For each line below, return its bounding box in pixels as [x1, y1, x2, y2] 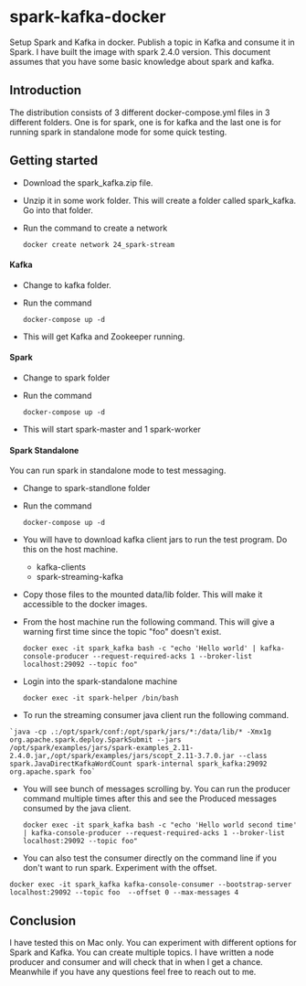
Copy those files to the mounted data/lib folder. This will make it [22, 589, 263, 600]
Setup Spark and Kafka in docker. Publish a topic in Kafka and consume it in [9, 37, 295, 48]
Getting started [9, 153, 99, 168]
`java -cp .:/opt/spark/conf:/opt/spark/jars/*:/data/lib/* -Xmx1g [9, 727, 272, 737]
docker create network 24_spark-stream [22, 240, 175, 249]
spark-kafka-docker [9, 6, 166, 27]
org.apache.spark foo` [9, 767, 96, 777]
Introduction [9, 82, 82, 98]
